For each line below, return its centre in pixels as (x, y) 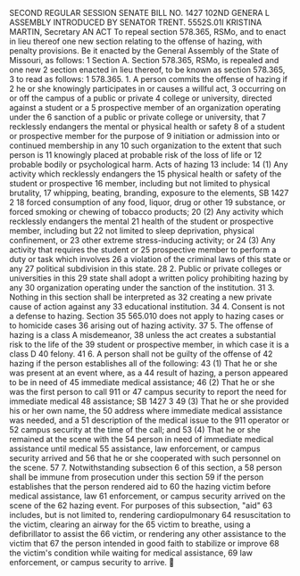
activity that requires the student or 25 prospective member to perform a (143, 250)
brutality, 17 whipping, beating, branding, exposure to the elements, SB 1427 (149, 193)
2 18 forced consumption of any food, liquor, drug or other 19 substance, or (147, 202)
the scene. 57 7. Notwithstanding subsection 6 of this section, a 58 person (146, 468)
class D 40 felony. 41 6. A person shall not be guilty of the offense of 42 (141, 354)
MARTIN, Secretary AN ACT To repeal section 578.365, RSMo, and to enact (148, 32)
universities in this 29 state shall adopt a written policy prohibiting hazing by (149, 278)
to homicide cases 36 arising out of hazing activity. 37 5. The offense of (142, 325)
